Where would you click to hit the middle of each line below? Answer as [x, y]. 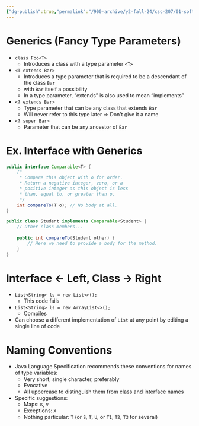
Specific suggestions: [41, 398]
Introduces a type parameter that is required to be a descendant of [105, 76]
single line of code [37, 326]
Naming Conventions [59, 350]
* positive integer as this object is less [74, 189]
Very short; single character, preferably [71, 379]
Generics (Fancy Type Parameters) [94, 41]
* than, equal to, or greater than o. [67, 194]
